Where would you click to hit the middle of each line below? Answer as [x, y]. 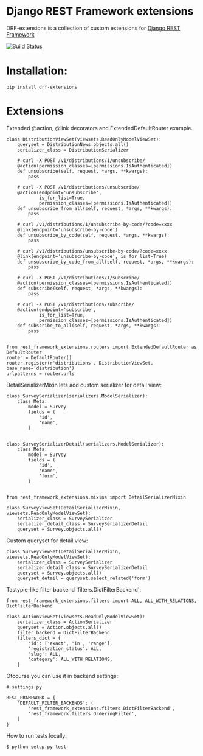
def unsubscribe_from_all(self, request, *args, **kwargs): [95, 208]
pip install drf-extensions [42, 87]
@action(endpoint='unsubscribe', [60, 192]
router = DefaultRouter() [39, 357]
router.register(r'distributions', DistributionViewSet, [80, 363]
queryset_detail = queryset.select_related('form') [84, 578]
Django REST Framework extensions [100, 11]
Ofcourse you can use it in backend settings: [62, 676]
